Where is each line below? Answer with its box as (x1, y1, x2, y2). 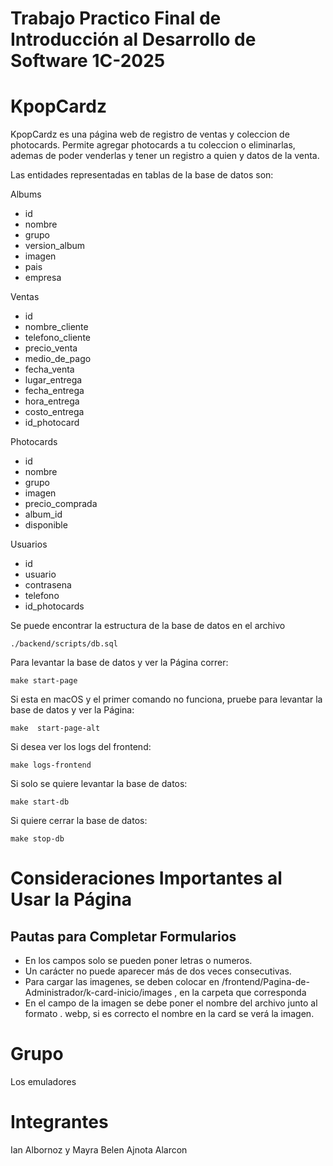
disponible (24, 519, 68, 531)
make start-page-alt (10, 723, 101, 734)
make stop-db (10, 834, 65, 844)
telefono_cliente (24, 332, 91, 344)
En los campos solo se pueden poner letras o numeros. (24, 955, 253, 967)
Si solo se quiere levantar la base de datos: (10, 778, 188, 790)
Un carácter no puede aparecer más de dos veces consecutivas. (24, 965, 292, 977)
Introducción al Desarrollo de (10, 28, 257, 51)
